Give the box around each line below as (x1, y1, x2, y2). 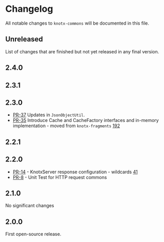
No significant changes (5, 203, 54, 209)
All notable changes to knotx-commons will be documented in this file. (5, 20, 150, 26)
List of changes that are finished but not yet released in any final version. (5, 48, 159, 54)
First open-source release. (5, 231, 61, 237)
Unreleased (5, 35, 44, 44)
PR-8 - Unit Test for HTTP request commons (12, 174, 107, 180)
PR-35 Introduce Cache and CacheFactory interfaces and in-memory (12, 117, 159, 124)
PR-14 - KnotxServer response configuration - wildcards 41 (12, 169, 138, 175)
